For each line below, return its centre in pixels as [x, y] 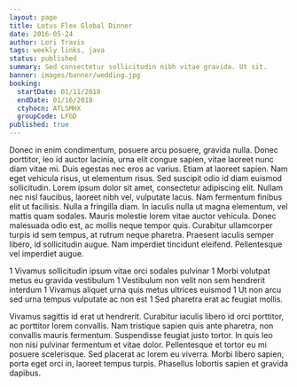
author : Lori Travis [47, 42]
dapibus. [25, 373]
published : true [39, 125]
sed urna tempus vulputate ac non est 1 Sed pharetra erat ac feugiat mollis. [146, 299]
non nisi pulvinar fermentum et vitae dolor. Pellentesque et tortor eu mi [138, 344]
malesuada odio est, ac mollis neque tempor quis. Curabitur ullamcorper [141, 225]
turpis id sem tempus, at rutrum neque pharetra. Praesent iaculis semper [142, 235]
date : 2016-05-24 [41, 34]
